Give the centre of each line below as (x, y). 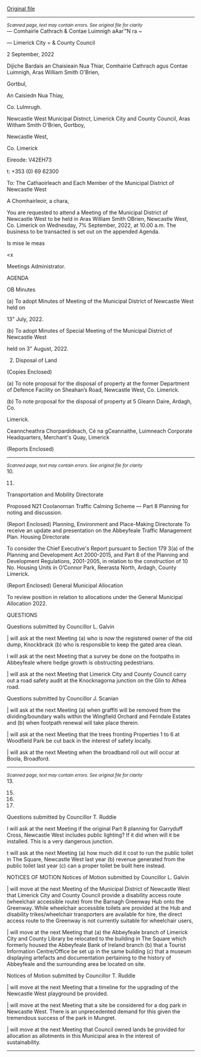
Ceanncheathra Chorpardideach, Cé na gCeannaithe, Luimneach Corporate (100, 431)
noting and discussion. (35, 512)
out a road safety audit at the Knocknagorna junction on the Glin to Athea (97, 681)
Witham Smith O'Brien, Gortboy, (46, 125)
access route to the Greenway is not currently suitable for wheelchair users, (100, 921)
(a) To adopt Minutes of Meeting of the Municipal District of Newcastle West (100, 301)
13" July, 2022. (25, 319)
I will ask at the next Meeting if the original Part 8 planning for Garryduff (95, 829)
